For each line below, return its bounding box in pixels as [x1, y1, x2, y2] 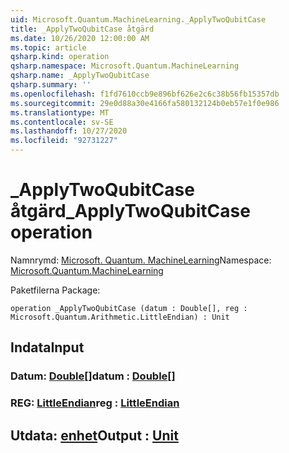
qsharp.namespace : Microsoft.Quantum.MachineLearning [10, 61, 240, 71]
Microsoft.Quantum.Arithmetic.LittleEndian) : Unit [10, 312, 230, 322]
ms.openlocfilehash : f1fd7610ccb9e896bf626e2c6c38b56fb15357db [10, 89, 280, 99]
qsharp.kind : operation [10, 52, 110, 62]
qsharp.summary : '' [10, 80, 92, 90]
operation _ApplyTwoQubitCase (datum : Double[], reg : [10, 303, 248, 313]
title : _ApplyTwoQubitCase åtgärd [10, 24, 155, 34]
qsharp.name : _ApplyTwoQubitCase [10, 71, 150, 81]
